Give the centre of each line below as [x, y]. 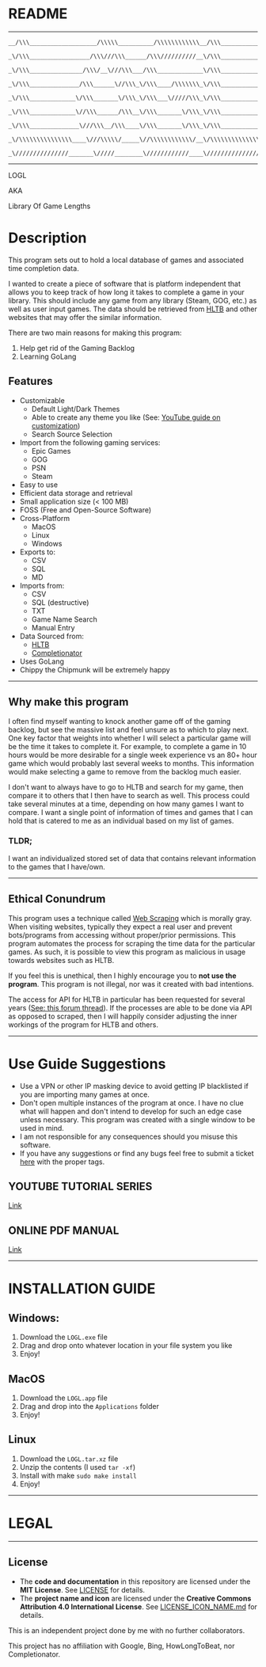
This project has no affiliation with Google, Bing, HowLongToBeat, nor [122, 1646]
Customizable [42, 400]
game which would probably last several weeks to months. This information [131, 763]
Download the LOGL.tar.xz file [69, 1459]
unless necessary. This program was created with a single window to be [137, 1119]
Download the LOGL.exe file [64, 1337]
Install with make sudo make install [78, 1475]
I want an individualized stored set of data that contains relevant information [132, 858]
